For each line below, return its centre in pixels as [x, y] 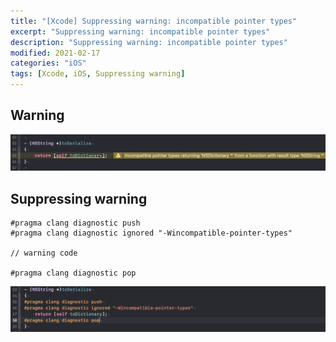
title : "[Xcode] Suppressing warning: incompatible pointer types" [154, 21]
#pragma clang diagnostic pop [73, 273]
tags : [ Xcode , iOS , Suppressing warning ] [98, 74]
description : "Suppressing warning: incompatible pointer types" [149, 42]
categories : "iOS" [48, 63]
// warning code [44, 253]
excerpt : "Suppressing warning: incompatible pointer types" [140, 31]
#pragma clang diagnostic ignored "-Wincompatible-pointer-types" [151, 233]
